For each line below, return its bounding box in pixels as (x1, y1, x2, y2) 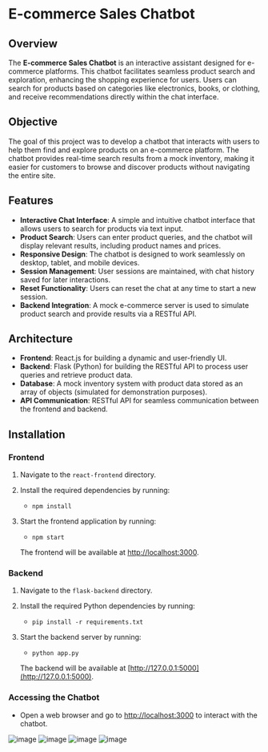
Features (8, 194, 54, 208)
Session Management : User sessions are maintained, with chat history (19, 266, 254, 276)
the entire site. (8, 170, 56, 180)
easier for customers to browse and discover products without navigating (8, 162, 250, 172)
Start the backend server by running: (19, 633, 142, 642)
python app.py (31, 649, 79, 657)
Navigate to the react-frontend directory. (19, 470, 156, 479)
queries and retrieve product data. (19, 370, 134, 380)
